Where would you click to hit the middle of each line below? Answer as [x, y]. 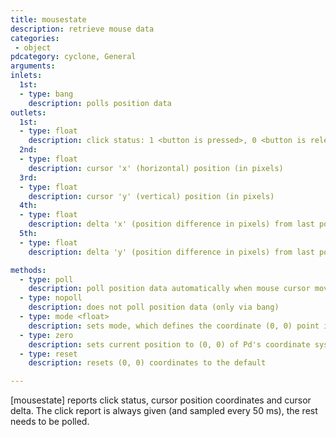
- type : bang [46, 94]
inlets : [26, 76]
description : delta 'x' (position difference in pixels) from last [171, 224]
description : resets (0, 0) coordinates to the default [147, 363]
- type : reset [48, 354]
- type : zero [46, 335]
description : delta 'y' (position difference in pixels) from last [171, 252]
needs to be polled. [50, 422]
